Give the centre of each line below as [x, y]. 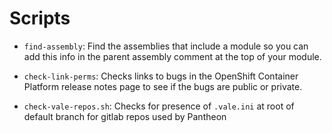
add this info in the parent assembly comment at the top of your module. [172, 56]
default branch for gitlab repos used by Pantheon [125, 116]
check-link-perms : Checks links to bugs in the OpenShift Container [161, 76]
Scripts [40, 18]
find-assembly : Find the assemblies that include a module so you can [166, 46]
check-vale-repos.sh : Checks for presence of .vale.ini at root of [159, 106]
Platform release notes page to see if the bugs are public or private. [163, 86]
